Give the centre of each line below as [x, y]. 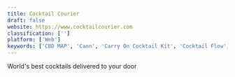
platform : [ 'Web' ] [34, 40]
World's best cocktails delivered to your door [72, 66]
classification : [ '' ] [39, 33]
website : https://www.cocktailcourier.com [70, 27]
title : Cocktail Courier [43, 14]
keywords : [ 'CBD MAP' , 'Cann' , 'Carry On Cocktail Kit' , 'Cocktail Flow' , [119, 46]
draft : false [26, 20]
